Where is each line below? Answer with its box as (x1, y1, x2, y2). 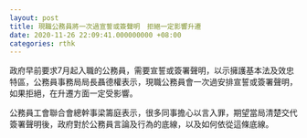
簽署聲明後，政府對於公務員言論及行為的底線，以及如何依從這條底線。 (9, 119, 274, 130)
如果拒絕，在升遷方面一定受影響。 (9, 88, 138, 99)
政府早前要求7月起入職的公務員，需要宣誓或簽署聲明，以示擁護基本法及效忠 (9, 65, 294, 76)
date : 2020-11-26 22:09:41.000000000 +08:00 (9, 30, 182, 39)
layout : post (9, 13, 59, 23)
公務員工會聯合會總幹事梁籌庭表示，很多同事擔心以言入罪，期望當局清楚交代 (9, 107, 298, 119)
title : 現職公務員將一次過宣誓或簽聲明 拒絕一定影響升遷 (9, 22, 202, 31)
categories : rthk (9, 38, 76, 48)
